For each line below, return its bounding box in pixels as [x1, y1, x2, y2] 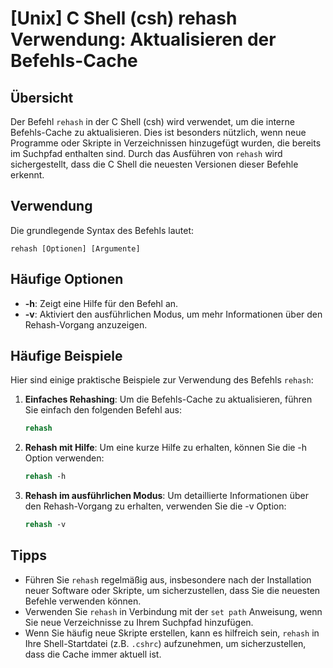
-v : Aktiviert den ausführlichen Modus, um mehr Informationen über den [24, 308, 323, 320]
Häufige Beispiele [10, 348, 123, 365]
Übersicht [10, 89, 74, 106]
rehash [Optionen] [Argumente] [10, 243, 141, 254]
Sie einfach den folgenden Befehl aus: [24, 404, 183, 416]
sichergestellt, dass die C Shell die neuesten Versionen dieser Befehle [10, 158, 299, 170]
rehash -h [24, 472, 67, 482]
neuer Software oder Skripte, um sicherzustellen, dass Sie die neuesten [24, 584, 321, 596]
